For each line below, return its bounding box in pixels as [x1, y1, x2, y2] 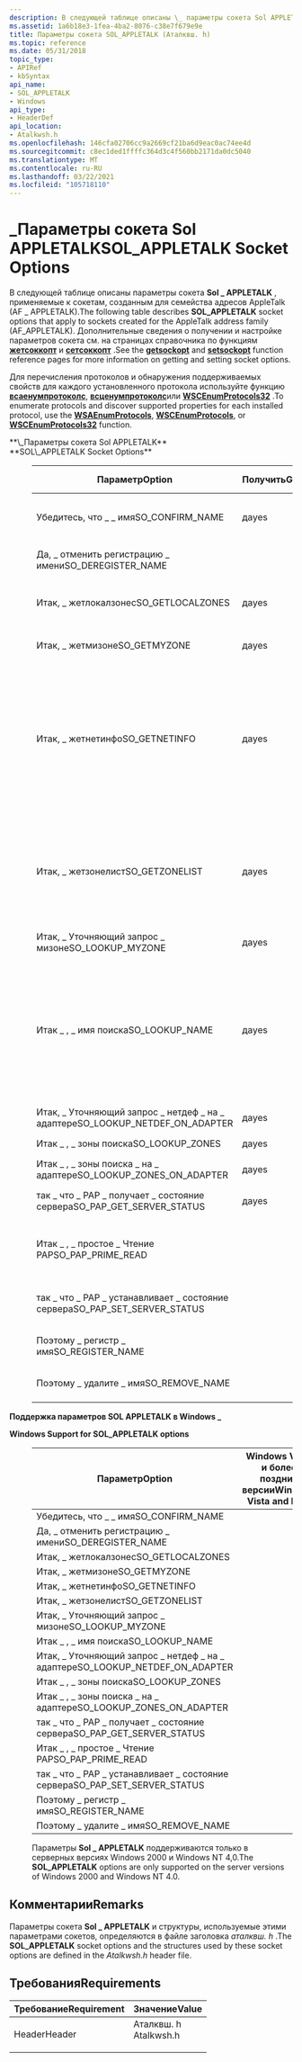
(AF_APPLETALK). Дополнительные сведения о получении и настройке [9, 326, 282, 336]
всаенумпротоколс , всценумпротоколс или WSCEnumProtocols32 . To [9, 390, 284, 401]
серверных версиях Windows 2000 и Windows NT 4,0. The [31, 1852, 254, 1863]
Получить [242, 473, 287, 486]
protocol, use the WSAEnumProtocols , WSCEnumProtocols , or [9, 410, 246, 421]
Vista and [246, 1495, 289, 1508]
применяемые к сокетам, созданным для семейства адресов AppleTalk [9, 297, 286, 308]
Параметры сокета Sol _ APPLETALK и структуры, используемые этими [9, 1921, 287, 1932]
